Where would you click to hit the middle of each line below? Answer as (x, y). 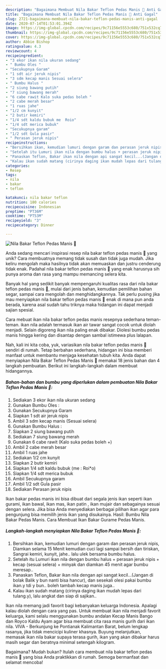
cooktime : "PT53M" (24, 216)
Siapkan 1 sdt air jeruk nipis (40, 416)
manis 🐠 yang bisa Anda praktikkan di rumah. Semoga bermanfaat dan (77, 657)
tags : (11, 175)
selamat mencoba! (24, 662)
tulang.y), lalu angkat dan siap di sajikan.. (54, 596)
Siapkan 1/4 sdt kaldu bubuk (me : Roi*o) (54, 468)
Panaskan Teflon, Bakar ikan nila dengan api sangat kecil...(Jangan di (83, 575)
